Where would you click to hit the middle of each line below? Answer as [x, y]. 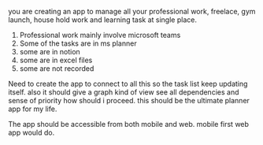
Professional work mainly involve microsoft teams [100, 35]
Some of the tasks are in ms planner [78, 43]
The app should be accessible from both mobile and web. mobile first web [129, 124]
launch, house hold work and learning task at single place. [102, 20]
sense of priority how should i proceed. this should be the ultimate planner [129, 100]
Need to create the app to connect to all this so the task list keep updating [128, 84]
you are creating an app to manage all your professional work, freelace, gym [132, 11]
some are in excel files [56, 60]
